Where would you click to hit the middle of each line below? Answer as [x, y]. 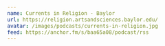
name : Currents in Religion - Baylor [61, 13]
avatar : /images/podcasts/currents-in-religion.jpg [82, 26]
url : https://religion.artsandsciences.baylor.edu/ [82, 20]
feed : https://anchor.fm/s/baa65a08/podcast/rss [78, 32]
